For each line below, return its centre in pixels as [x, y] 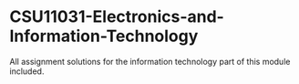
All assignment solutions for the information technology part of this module [150, 61]
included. [27, 71]
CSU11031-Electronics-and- [117, 17]
